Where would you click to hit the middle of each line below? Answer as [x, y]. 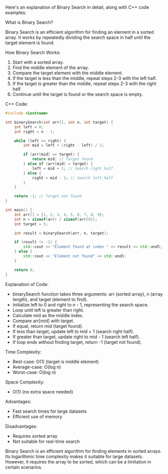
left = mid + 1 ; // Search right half [72, 168]
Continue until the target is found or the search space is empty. [78, 94]
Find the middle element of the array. [51, 68]
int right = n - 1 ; [35, 132]
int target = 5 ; [31, 224]
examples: [16, 13]
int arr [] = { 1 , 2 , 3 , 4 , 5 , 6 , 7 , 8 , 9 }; [59, 215]
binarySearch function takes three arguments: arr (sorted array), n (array [88, 294]
